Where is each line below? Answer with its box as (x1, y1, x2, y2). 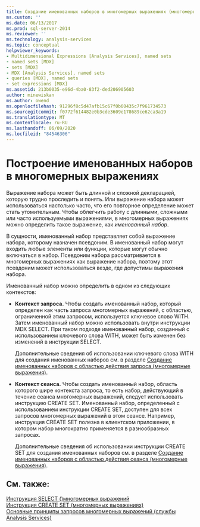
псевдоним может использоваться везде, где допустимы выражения (6, 264, 183, 271)
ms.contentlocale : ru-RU (6, 120, 68, 126)
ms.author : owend (6, 97, 49, 103)
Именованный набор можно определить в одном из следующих (6, 282, 171, 289)
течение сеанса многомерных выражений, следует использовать (14, 393, 183, 400)
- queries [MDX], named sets (6, 75, 79, 81)
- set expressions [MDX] (6, 81, 68, 87)
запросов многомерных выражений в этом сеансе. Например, (14, 412, 176, 419)
